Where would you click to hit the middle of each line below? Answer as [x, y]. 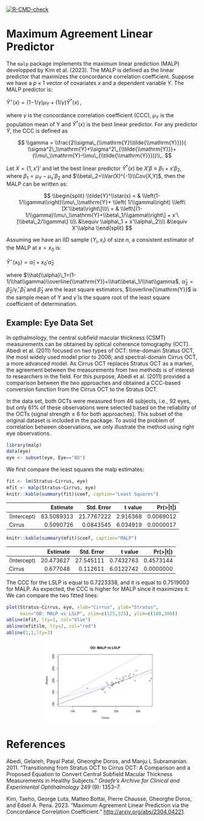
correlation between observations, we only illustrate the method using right [100, 427]
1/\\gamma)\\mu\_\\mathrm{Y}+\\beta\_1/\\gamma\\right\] [96, 215]
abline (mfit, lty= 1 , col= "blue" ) [49, 620]
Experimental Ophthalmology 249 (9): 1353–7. [64, 787]
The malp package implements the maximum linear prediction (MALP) [93, 63]
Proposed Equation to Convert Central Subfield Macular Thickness [90, 774]
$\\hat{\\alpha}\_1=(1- [50, 275]
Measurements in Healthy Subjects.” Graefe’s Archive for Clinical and [93, 780]
